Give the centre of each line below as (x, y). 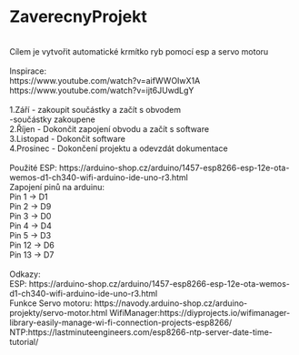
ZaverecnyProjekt (78, 17)
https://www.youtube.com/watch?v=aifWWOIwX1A (105, 80)
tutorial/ (24, 341)
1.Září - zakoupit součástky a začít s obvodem (95, 109)
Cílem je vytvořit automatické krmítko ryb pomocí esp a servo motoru (139, 51)
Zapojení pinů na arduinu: (57, 187)
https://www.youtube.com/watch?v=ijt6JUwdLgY (102, 90)
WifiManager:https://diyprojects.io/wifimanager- (200, 312)
